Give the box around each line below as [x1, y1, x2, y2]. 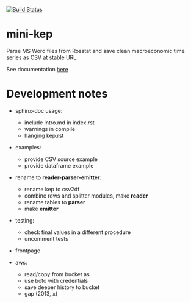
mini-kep [6, 27, 53, 41]
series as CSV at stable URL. [6, 54, 78, 61]
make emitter [24, 205, 59, 212]
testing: [15, 216, 35, 224]
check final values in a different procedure [24, 229, 131, 236]
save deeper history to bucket [24, 283, 100, 291]
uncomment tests [24, 235, 68, 242]
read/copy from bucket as [24, 270, 90, 277]
